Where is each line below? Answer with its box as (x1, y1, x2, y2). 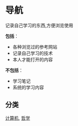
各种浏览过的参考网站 (12, 44, 57, 50)
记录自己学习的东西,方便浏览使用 (5, 22, 73, 28)
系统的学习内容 (12, 84, 44, 90)
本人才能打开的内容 (12, 56, 53, 62)
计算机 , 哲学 (5, 115, 30, 121)
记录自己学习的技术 (12, 50, 53, 56)
